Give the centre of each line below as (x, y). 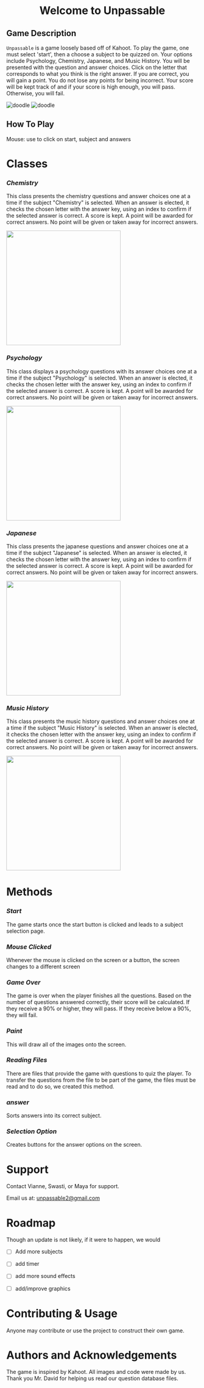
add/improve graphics (43, 1288)
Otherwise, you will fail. (36, 93)
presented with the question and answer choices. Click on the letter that (97, 67)
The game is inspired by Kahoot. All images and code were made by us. (96, 1372)
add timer (27, 1264)
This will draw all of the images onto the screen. (66, 1044)
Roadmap (31, 1223)
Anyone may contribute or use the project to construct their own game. (95, 1331)
